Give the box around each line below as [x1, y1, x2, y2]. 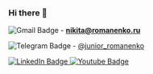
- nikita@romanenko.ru [60, 26, 141, 35]
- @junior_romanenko [72, 41, 145, 51]
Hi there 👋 [8, 7, 48, 18]
